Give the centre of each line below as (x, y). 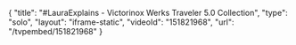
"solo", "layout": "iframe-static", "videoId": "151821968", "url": (121, 22)
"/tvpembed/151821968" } (56, 31)
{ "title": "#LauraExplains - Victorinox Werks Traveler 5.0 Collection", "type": (148, 13)
